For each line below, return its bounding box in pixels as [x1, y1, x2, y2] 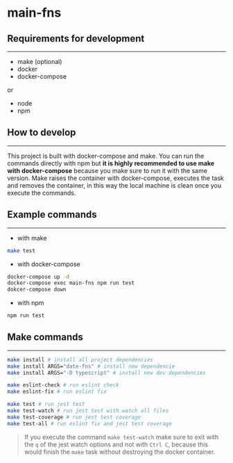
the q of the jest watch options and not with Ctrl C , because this [24, 440, 209, 448]
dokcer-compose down [7, 286, 67, 293]
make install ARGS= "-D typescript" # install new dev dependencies [7, 369, 207, 376]
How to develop [7, 127, 76, 138]
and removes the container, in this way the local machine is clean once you [7, 181, 222, 189]
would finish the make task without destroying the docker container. [24, 447, 216, 456]
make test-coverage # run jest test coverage [7, 414, 141, 421]
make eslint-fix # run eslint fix [7, 388, 107, 396]
